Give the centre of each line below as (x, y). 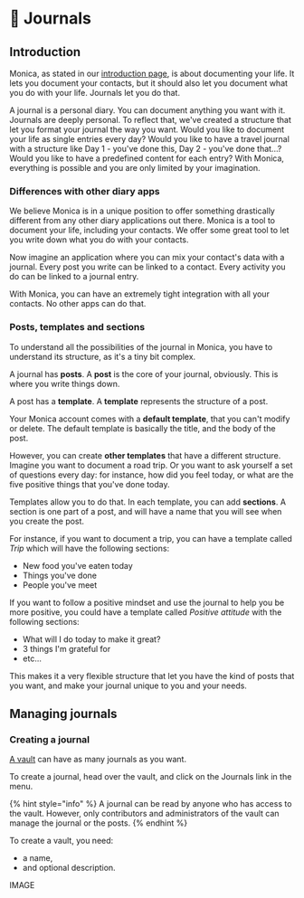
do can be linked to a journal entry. (74, 277)
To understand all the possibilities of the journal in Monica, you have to (141, 346)
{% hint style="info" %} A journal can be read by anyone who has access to (151, 804)
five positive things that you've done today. (90, 484)
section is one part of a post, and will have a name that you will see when (146, 511)
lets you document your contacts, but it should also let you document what (148, 83)
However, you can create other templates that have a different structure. (145, 455)
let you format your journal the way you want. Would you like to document (147, 129)
